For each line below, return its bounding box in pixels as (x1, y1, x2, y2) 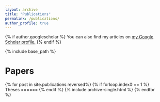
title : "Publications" (5, 12, 51, 17)
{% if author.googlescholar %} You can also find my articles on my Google (5, 34, 154, 40)
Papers (5, 66, 34, 77)
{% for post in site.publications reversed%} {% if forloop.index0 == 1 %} (5, 82, 149, 87)
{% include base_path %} (5, 49, 56, 54)
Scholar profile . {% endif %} (5, 39, 62, 45)
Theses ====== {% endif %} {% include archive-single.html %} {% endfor (5, 87, 155, 93)
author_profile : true (5, 20, 49, 26)
